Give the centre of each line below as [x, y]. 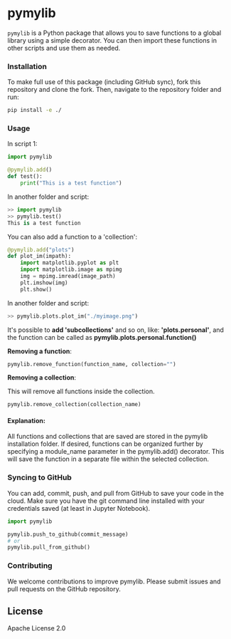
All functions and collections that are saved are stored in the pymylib [108, 437]
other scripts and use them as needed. [64, 48]
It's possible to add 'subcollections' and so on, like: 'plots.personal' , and [116, 330]
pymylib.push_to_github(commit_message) [68, 534]
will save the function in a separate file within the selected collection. [108, 459]
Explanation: [27, 420]
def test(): [25, 177]
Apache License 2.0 [37, 628]
